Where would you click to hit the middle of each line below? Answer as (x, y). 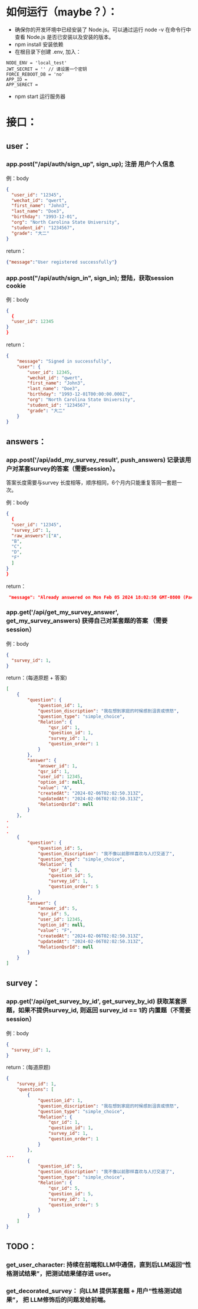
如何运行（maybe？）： (62, 12)
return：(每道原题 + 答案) (37, 678)
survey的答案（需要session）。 (75, 469)
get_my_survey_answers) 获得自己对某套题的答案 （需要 (87, 621)
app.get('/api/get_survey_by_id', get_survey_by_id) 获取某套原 (97, 1002)
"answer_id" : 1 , (57, 766)
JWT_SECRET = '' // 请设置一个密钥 (47, 69)
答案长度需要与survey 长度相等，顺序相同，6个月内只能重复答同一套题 (92, 483)
